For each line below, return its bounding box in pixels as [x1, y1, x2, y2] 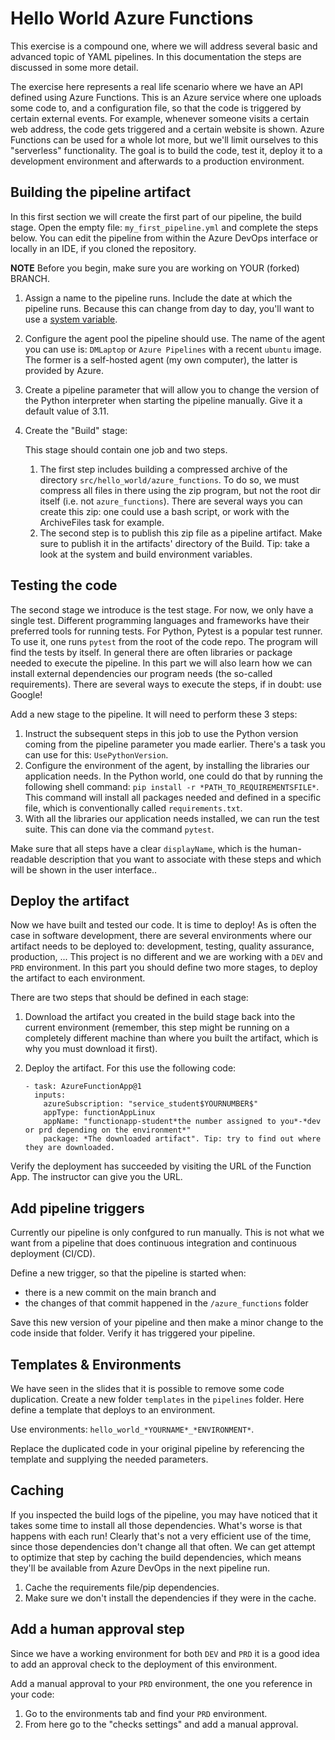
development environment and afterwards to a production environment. [10, 155, 305, 167]
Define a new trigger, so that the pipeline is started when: [10, 1267, 247, 1279]
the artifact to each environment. [10, 972, 146, 984]
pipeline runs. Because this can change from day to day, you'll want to [24, 302, 315, 314]
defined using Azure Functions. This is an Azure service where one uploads [10, 91, 322, 103]
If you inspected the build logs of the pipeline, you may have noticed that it [10, 1508, 318, 1521]
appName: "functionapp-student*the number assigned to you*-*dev [43, 1117, 322, 1127]
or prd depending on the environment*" [24, 1125, 192, 1136]
